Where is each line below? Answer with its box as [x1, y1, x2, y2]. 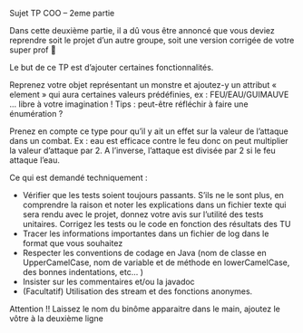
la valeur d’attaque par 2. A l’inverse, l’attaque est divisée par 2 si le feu [9, 145, 276, 156]
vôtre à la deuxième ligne [9, 313, 104, 324]
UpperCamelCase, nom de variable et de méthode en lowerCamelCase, [22, 257, 290, 268]
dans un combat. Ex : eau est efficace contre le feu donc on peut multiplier [9, 136, 288, 146]
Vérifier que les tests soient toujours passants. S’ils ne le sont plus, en [22, 190, 284, 200]
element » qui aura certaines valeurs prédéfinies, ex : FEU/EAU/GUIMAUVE [9, 90, 289, 100]
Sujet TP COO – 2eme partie [9, 8, 115, 18]
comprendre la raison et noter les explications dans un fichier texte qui [22, 199, 287, 210]
